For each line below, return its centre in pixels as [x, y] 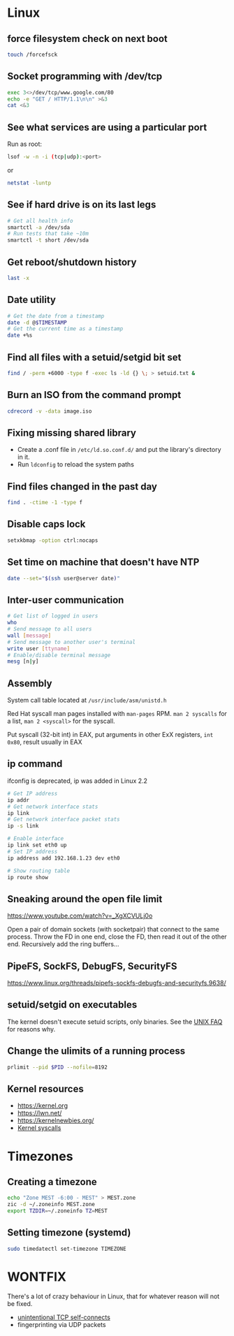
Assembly [30, 683]
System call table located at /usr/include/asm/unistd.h [87, 700]
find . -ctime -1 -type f [45, 503]
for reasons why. [31, 1029]
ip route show [28, 877]
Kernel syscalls [39, 1128]
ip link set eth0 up [37, 845]
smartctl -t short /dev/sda [48, 240]
